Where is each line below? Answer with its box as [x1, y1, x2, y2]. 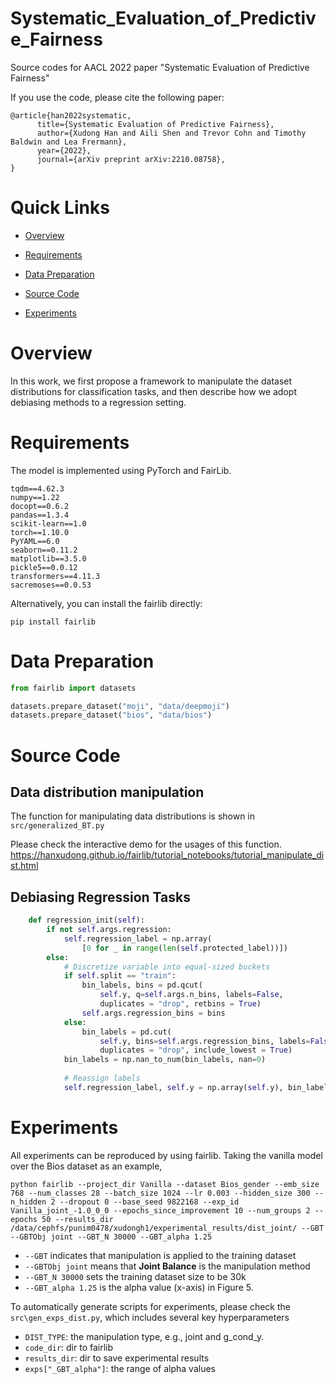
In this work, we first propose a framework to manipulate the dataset [10, 375, 293, 387]
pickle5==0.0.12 [10, 562, 78, 572]
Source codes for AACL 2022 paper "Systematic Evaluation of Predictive [10, 61, 310, 73]
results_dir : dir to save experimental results [24, 1352, 210, 1364]
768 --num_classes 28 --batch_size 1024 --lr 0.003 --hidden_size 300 [10, 1188, 311, 1198]
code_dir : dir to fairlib [24, 1341, 114, 1353]
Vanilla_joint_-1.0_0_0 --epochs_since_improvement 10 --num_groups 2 [10, 1205, 311, 1216]
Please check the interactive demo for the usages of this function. [10, 838, 282, 851]
